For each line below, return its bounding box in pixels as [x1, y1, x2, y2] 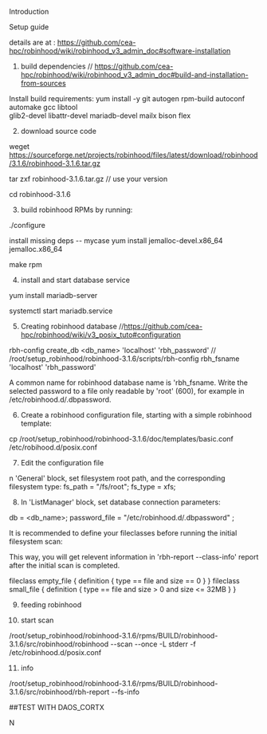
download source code [20, 127, 96, 135]
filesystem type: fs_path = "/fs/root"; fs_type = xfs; [9, 482, 176, 491]
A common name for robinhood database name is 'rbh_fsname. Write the [9, 378, 248, 387]
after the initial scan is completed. [9, 561, 120, 570]
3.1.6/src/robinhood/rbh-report [9, 687, 110, 697]
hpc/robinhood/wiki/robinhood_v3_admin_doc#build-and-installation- [20, 70, 249, 79]
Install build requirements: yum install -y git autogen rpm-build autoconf [9, 94, 245, 103]
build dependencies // [20, 61, 93, 71]
